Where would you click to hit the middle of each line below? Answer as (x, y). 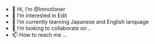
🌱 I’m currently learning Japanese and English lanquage (80, 22)
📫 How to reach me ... (39, 35)
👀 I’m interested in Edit (39, 15)
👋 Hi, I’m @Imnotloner (38, 9)
